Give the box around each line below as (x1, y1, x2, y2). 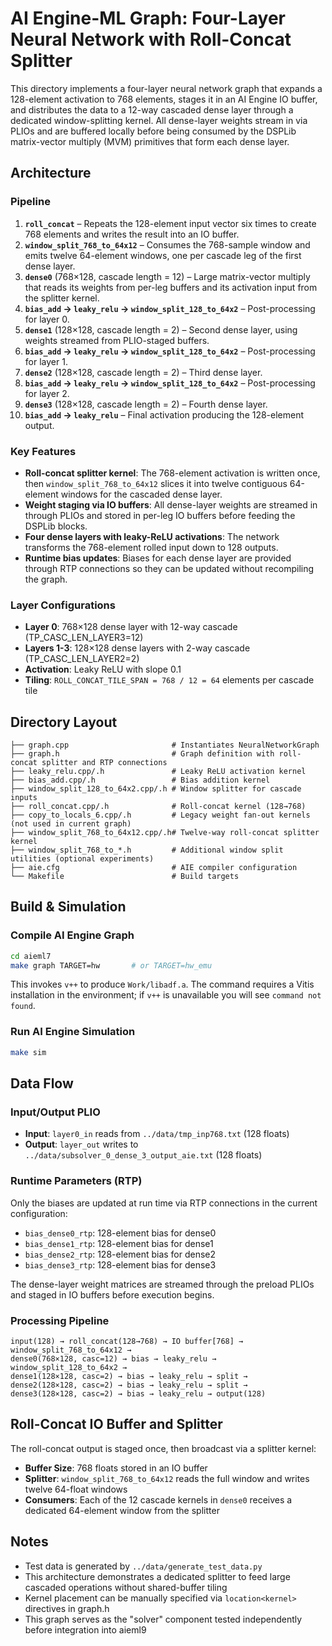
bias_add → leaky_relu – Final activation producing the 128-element (24, 408, 305, 421)
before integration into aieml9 (24, 1623, 147, 1636)
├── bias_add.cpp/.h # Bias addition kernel (10, 775, 271, 786)
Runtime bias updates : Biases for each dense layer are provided (24, 552, 292, 564)
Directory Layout (10, 713, 118, 731)
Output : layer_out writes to (24, 1138, 139, 1151)
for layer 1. (24, 355, 68, 367)
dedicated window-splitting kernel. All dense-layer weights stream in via (10, 114, 308, 126)
